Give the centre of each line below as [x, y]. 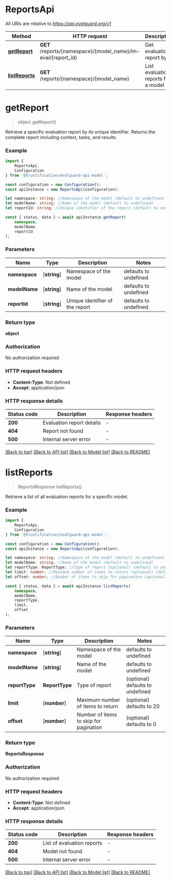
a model [154, 85]
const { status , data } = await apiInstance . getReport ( [66, 217]
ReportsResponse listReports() [50, 487]
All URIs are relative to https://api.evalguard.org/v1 [58, 24]
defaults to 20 [143, 706]
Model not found [62, 851]
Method [22, 36]
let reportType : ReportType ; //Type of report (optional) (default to [82, 568]
